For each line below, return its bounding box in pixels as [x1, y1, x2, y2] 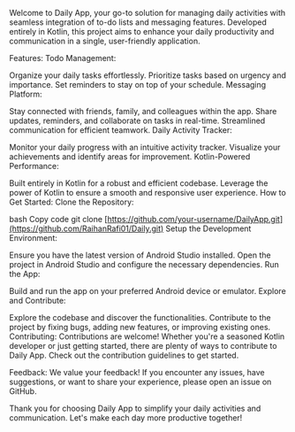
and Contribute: [9, 296, 66, 305]
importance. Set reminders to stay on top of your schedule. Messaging [9, 80, 267, 89]
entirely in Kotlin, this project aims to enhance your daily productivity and [9, 27, 275, 36]
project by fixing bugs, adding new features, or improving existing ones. [9, 322, 271, 332]
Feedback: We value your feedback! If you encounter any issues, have [9, 367, 265, 377]
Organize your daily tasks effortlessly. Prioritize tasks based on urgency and [9, 70, 287, 81]
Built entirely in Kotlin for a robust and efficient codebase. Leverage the [9, 178, 269, 189]
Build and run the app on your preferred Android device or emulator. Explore [9, 286, 287, 296]
